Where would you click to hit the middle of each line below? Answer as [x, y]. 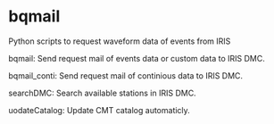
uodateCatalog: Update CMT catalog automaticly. [100, 110]
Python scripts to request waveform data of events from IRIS [120, 41]
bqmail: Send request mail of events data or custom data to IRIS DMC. [137, 58]
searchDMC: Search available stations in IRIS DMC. [103, 93]
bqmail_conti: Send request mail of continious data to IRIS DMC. [125, 75]
